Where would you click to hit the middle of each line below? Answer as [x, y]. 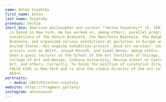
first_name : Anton [24, 14]
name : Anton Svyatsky [27, 10]
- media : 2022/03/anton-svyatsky [44, 82]
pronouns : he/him [23, 23]
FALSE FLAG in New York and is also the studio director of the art [82, 69]
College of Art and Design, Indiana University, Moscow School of [79, 60]
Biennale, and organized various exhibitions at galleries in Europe [83, 42]
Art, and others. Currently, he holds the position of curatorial [79, 64]
